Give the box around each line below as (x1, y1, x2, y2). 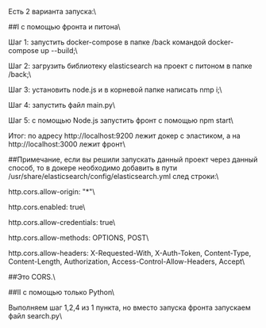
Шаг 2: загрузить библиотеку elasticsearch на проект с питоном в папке (8, 61, 253, 71)
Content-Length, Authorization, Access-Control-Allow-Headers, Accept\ (8, 257, 245, 266)
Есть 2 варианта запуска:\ (8, 7, 97, 16)
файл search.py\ (8, 311, 62, 320)
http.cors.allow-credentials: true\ (8, 218, 116, 227)
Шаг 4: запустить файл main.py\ (8, 101, 116, 109)
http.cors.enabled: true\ (8, 202, 86, 212)
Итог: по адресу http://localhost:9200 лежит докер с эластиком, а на (8, 131, 241, 140)
